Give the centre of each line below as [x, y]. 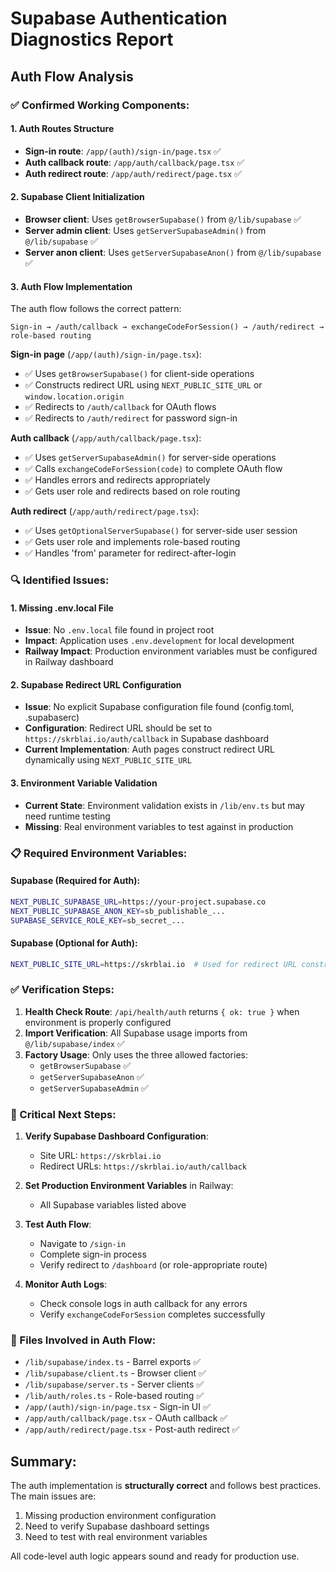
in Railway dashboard [69, 662]
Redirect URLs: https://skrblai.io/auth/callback [143, 1166]
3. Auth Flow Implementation [71, 286]
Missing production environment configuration [120, 1516]
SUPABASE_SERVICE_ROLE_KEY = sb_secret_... [98, 920]
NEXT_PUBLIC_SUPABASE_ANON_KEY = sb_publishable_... [118, 911]
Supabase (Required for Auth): [75, 881]
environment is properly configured [98, 1022]
